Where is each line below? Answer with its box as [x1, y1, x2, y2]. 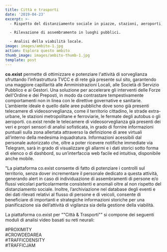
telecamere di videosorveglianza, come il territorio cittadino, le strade [5, 108, 148, 114]
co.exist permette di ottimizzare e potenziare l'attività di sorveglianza [5, 71, 148, 77]
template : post [5, 58, 37, 63]
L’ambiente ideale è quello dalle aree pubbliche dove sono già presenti [5, 103, 149, 109]
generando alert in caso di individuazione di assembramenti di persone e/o [5, 176, 159, 182]
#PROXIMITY [5, 226, 32, 232]
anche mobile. [5, 155, 34, 161]
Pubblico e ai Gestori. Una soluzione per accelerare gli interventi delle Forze [5, 87, 161, 93]
